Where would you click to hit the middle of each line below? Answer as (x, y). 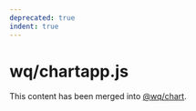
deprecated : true (42, 18)
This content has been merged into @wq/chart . (98, 96)
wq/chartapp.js (69, 71)
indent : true (34, 26)
